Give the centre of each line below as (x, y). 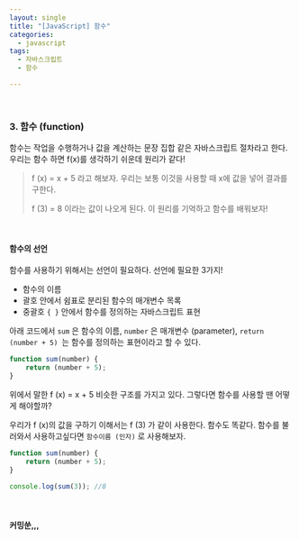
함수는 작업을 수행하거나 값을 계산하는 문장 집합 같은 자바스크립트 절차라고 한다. (149, 148)
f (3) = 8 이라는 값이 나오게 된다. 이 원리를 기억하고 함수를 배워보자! (149, 209)
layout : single (38, 18)
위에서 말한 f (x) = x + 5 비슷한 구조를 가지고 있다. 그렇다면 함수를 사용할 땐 (141, 394)
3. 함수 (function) (47, 126)
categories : (32, 34)
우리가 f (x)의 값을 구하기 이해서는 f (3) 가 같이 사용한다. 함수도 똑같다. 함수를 (145, 425)
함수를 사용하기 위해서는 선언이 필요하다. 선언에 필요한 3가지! (116, 270)
